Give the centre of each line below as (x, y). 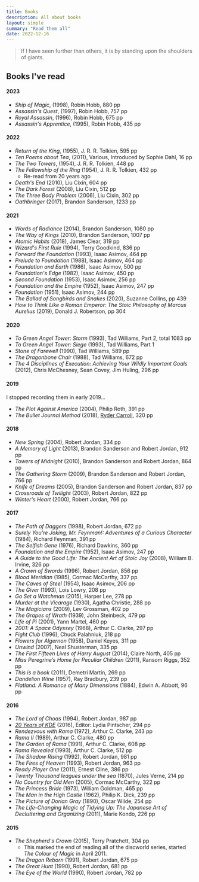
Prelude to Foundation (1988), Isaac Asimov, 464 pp (79, 260)
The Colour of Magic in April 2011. (65, 854)
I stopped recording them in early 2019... (56, 397)
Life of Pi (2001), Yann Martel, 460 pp (61, 621)
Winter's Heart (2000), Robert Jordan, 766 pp (71, 499)
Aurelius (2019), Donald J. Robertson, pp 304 (70, 311)
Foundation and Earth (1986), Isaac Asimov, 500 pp (78, 267)
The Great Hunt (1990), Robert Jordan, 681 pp (71, 866)
